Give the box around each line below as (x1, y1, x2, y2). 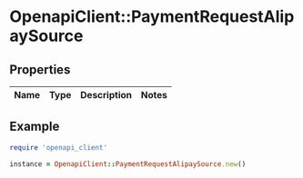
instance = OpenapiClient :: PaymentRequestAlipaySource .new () (9, 159, 247, 169)
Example (9, 119, 60, 134)
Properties (9, 62, 71, 77)
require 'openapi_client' (9, 143, 107, 152)
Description (80, 89, 132, 101)
